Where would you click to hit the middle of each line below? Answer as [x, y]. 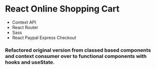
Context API [24, 22]
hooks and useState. [30, 62]
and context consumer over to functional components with [76, 56]
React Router [25, 27]
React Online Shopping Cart [62, 9]
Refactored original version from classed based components [78, 50]
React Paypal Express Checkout [44, 38]
